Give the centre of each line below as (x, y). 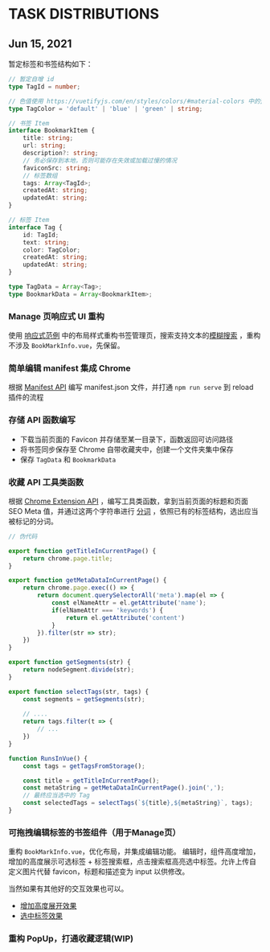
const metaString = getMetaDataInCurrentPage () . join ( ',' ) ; (124, 788)
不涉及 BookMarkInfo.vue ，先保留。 (66, 346)
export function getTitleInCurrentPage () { (82, 551)
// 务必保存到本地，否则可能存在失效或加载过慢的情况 (100, 160)
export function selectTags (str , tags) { (79, 691)
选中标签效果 (41, 916)
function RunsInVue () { (48, 758)
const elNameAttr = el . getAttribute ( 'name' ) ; (129, 603)
